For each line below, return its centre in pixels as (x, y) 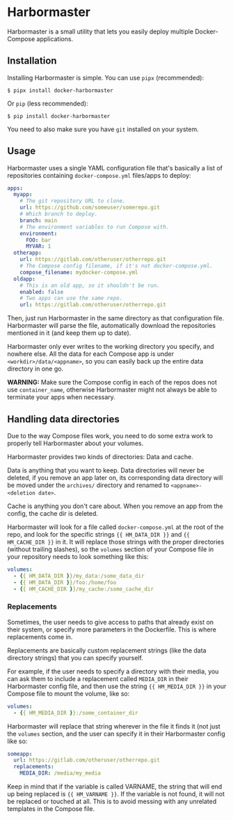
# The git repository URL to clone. (73, 201)
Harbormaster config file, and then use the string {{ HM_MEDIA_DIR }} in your (117, 686)
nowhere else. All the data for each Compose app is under (91, 354)
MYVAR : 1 (38, 246)
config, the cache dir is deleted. (53, 513)
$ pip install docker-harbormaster (59, 116)
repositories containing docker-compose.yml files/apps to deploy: (99, 175)
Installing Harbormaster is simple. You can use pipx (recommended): (105, 77)
